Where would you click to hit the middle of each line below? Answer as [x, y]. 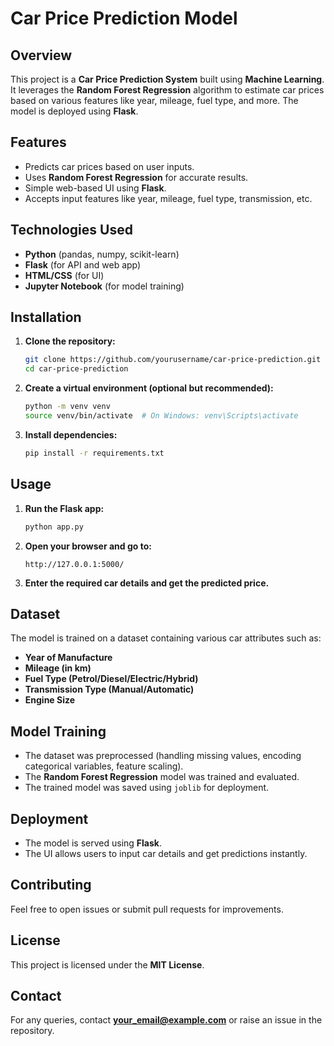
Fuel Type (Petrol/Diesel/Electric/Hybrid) [111, 679]
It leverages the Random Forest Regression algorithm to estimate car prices [167, 90]
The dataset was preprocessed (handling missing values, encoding [163, 756]
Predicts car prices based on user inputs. [109, 166]
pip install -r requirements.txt [94, 453]
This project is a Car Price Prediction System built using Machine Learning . [167, 79]
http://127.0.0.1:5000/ [74, 564]
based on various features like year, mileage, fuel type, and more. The [154, 100]
